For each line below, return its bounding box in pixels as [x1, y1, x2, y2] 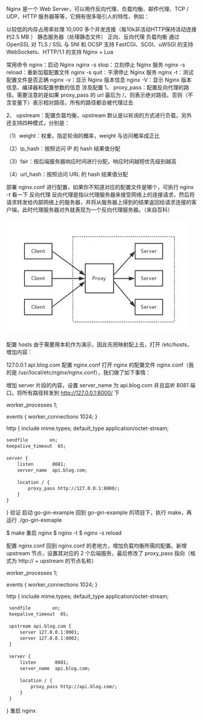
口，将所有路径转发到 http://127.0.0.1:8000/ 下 [6, 389, 120, 396]
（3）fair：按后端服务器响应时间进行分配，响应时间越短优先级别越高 [6, 158, 177, 165]
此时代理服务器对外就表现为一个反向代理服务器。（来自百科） [22, 206, 173, 213]
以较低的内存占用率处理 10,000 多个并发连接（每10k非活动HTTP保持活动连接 [6, 26, 197, 33]
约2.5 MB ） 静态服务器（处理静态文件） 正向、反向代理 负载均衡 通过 [6, 33, 180, 40]
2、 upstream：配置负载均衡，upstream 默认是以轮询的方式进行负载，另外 [6, 112, 192, 119]
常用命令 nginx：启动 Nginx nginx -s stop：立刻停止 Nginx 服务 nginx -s [6, 61, 185, 68]
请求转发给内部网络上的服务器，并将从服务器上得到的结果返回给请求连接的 [6, 199, 192, 205]
